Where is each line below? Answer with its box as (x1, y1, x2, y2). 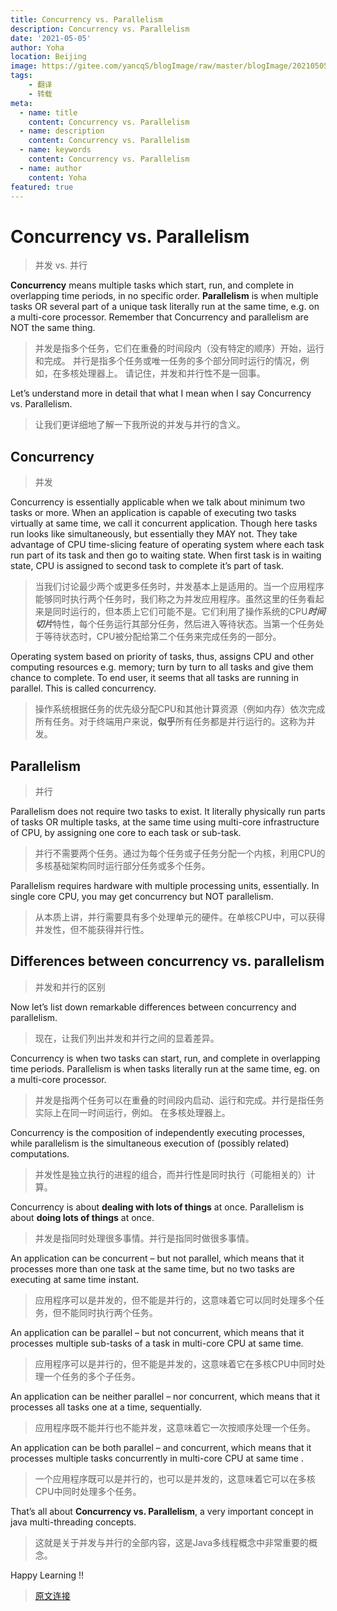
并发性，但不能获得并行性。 (34, 923, 150, 935)
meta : (10, 98, 33, 108)
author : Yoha (10, 42, 65, 53)
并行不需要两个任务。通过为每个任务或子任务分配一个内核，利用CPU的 (34, 847, 326, 859)
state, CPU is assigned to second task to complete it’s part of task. (10, 560, 284, 572)
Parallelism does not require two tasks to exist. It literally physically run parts (10, 805, 326, 817)
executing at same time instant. (10, 1273, 140, 1285)
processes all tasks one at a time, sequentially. (10, 1401, 203, 1413)
